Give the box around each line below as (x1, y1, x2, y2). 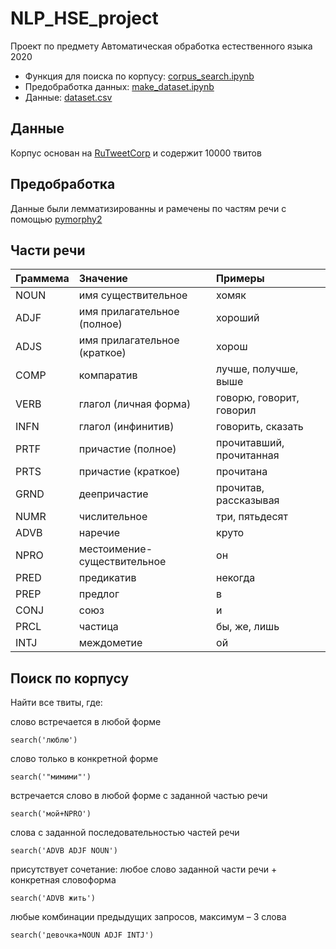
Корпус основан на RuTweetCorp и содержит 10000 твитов (10, 147, 262, 159)
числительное (78, 510, 148, 524)
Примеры (216, 272, 265, 286)
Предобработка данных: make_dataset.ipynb (24, 80, 215, 92)
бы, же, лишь (216, 620, 280, 634)
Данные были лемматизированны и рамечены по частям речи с (10, 202, 287, 214)
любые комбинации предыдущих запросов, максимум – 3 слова (10, 911, 287, 923)
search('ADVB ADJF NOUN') (10, 846, 118, 856)
